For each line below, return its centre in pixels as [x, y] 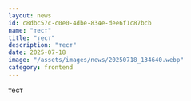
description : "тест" [43, 45]
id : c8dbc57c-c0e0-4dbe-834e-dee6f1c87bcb [80, 23]
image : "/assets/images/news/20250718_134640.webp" [96, 60]
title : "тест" [32, 38]
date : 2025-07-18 [37, 52]
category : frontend [41, 68]
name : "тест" [30, 30]
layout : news [30, 16]
